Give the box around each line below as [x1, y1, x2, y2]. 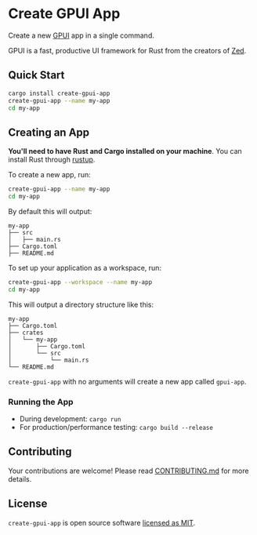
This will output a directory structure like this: [8, 300, 154, 309]
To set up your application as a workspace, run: [8, 263, 162, 272]
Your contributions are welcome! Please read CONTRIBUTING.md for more [8, 466, 249, 475]
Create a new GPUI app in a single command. [8, 31, 154, 40]
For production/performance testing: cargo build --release [19, 422, 214, 431]
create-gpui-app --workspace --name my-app [8, 278, 153, 286]
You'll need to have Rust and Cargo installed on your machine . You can [8, 147, 243, 156]
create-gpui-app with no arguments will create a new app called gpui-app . [8, 377, 247, 386]
